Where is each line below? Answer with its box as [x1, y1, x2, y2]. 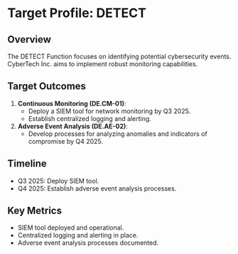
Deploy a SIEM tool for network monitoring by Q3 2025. [28, 107, 191, 115]
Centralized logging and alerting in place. [17, 231, 139, 240]
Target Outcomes [7, 80, 87, 92]
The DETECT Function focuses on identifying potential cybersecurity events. [7, 52, 232, 60]
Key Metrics [7, 205, 63, 217]
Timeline [7, 158, 48, 170]
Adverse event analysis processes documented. [17, 238, 159, 247]
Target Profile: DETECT [7, 5, 147, 21]
